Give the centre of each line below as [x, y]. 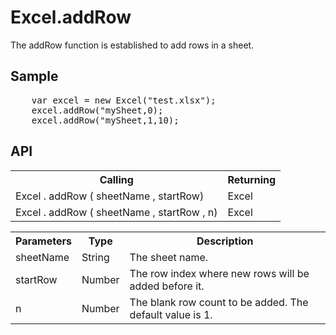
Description [225, 241]
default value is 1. [171, 314]
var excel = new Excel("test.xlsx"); [124, 100]
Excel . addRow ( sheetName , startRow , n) [116, 212]
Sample [34, 76]
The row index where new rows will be [219, 273]
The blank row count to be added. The [219, 302]
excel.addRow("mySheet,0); [97, 110]
